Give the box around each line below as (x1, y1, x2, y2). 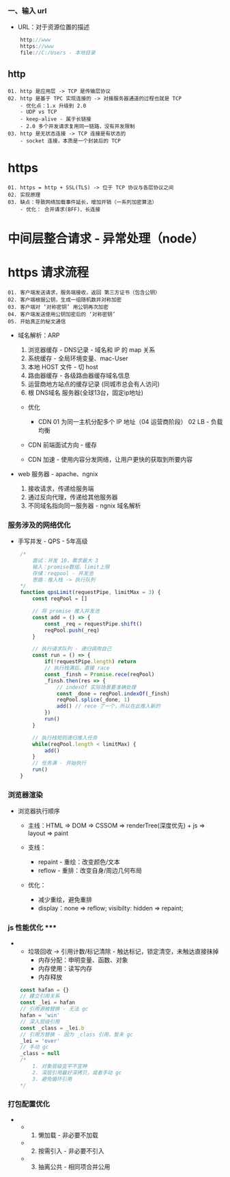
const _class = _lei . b (20, 1024, 85, 1032)
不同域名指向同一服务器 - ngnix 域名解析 (27, 501, 142, 510)
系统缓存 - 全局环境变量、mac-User (27, 354, 128, 362)
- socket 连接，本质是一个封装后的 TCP (20, 137, 121, 145)
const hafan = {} (20, 987, 70, 993)
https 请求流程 (8, 265, 89, 280)
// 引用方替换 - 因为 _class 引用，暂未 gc (20, 1031, 134, 1038)
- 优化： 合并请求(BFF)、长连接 (20, 206, 101, 213)
